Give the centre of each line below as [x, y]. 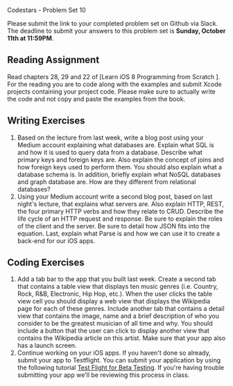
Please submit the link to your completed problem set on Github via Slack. [113, 23]
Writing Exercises [46, 121]
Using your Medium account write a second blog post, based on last [115, 196]
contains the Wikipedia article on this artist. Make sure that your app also [121, 338]
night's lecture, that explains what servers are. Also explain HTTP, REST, [120, 203]
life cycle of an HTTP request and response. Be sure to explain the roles [120, 219]
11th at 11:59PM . [31, 38]
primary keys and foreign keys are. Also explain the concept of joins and [120, 160]
